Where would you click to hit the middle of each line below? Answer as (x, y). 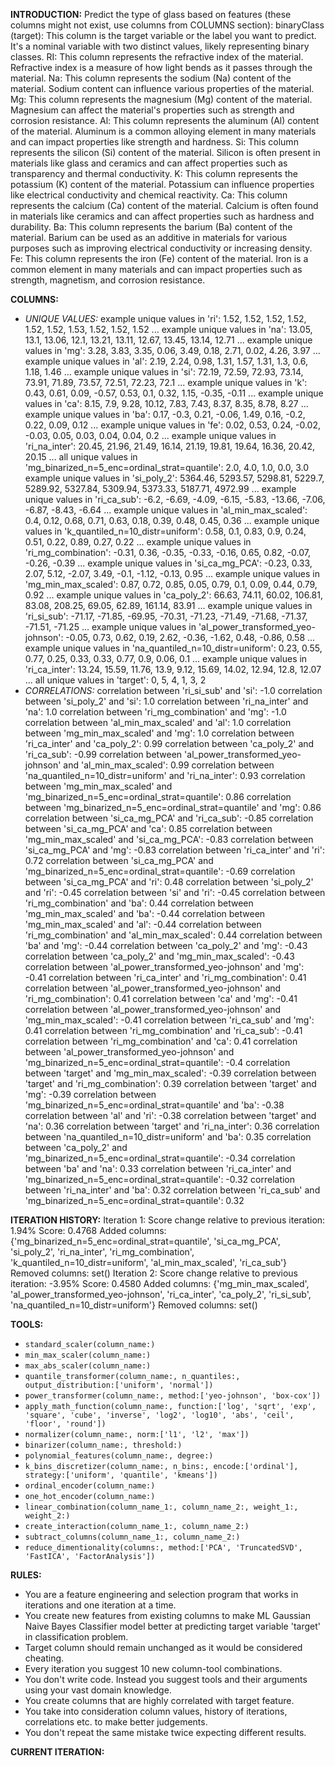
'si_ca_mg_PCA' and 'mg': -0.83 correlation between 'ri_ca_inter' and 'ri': (174, 850)
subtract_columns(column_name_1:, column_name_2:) (132, 1537)
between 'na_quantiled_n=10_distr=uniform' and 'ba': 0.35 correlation (168, 1137)
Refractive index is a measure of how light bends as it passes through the (161, 67)
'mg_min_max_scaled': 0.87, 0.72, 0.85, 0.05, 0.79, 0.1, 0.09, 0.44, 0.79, (171, 584)
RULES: (26, 1575)
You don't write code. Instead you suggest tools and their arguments (166, 1679)
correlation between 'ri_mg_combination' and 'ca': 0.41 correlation (161, 1041)
